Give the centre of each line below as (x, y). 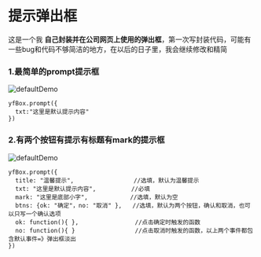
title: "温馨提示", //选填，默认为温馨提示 (107, 180)
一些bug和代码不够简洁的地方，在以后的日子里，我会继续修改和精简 (118, 49)
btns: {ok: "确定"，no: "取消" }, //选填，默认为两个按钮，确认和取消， (127, 205)
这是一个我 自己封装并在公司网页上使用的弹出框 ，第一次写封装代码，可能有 (130, 39)
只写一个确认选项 (37, 214)
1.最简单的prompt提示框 (54, 72)
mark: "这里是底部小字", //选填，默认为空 (97, 197)
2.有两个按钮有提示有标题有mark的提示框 (86, 140)
